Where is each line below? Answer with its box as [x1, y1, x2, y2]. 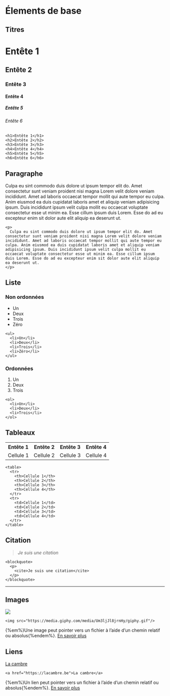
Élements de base [5, 5, 82, 17]
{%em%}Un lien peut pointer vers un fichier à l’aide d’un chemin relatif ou [5, 679, 159, 686]
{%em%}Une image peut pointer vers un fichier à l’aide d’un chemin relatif [5, 627, 160, 633]
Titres [5, 25, 24, 34]
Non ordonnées [5, 294, 45, 301]
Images [5, 596, 29, 604]
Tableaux [5, 429, 35, 437]
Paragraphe [5, 169, 43, 178]
